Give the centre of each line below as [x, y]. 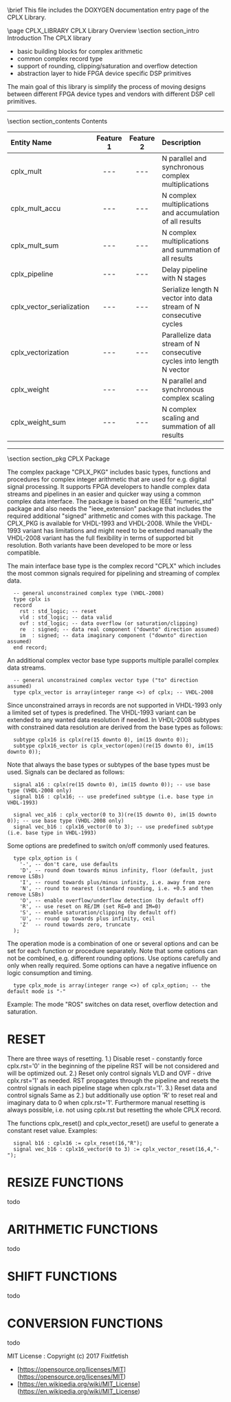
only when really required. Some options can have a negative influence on [112, 965]
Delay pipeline [185, 270]
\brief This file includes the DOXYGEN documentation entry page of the [108, 10]
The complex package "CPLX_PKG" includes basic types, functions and [109, 472]
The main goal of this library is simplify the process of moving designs [107, 87]
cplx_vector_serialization [50, 307]
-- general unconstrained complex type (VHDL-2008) [89, 593]
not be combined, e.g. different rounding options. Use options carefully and [114, 958]
